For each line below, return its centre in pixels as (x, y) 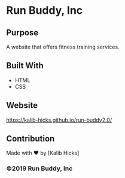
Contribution (31, 139)
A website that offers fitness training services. (63, 47)
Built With (25, 66)
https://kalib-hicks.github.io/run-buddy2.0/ (59, 120)
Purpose (22, 33)
